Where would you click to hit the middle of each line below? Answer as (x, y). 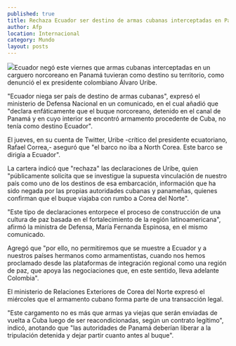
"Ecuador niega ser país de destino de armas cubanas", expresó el (104, 96)
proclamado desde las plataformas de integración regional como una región (117, 263)
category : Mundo (31, 40)
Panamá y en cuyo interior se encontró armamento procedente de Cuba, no (117, 118)
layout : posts (28, 47)
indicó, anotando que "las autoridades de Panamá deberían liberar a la (109, 328)
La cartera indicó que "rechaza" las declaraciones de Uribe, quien (103, 168)
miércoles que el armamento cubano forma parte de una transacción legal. (115, 299)
